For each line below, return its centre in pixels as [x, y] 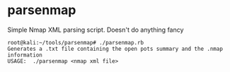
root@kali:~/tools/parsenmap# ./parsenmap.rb [75, 42]
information [25, 55]
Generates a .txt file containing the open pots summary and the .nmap [115, 49]
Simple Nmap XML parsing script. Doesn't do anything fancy [96, 30]
